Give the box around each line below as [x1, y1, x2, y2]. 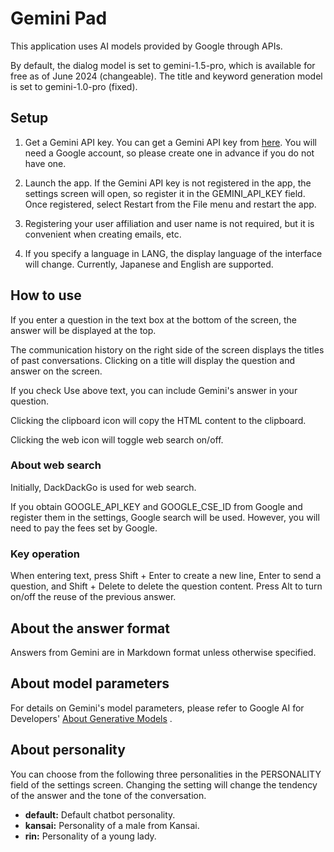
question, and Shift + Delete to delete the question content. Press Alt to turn [10, 580, 323, 592]
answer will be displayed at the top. [10, 324, 157, 336]
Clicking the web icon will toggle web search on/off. [10, 433, 224, 446]
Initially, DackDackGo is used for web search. [10, 481, 197, 493]
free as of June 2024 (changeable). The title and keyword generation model [10, 70, 323, 82]
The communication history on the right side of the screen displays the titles [10, 343, 325, 356]
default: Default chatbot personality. [24, 808, 176, 821]
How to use [10, 287, 82, 304]
